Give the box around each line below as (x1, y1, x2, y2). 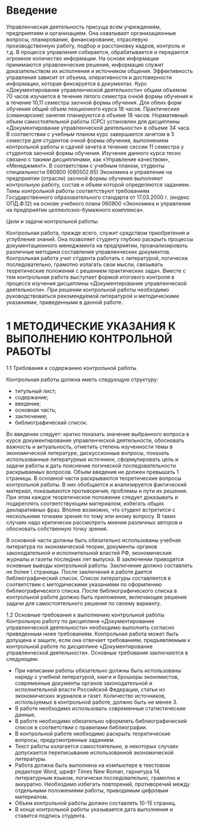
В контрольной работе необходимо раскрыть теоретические (14, 730, 171, 737)
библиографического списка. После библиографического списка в (6, 587, 177, 594)
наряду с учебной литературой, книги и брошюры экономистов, (14, 673, 179, 680)
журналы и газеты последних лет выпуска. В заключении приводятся (6, 555, 184, 562)
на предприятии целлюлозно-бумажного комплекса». (6, 206, 144, 213)
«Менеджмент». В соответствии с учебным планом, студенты (6, 162, 165, 169)
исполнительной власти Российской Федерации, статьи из (14, 685, 165, 693)
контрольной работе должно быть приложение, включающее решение (6, 593, 187, 600)
